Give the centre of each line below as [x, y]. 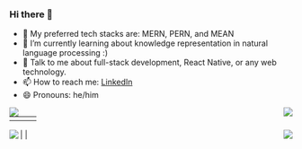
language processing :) [65, 53]
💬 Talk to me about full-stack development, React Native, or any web [149, 63]
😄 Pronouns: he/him [60, 95]
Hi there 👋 [31, 14]
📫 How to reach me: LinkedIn [77, 82]
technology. [44, 72]
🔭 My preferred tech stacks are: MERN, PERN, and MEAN [128, 34]
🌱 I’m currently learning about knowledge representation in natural [145, 43]
